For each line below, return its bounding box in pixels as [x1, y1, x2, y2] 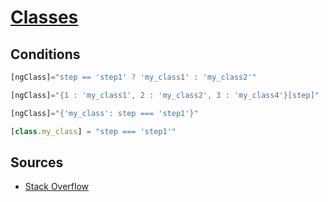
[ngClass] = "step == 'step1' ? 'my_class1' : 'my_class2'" [10, 72, 257, 82]
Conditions [10, 46, 81, 63]
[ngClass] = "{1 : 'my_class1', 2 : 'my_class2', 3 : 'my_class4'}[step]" [10, 90, 320, 100]
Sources [10, 154, 64, 171]
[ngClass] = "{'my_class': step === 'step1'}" [10, 108, 199, 118]
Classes [10, 6, 79, 29]
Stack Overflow [24, 181, 90, 193]
